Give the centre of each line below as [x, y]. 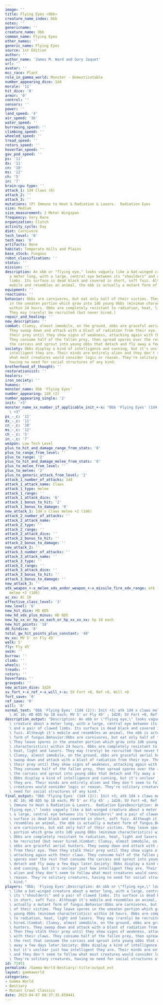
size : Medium [18, 209]
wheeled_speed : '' [24, 136]
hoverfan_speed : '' [25, 150]
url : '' [13, 64]
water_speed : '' [21, 123]
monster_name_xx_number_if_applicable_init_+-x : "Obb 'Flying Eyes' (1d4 [81, 407]
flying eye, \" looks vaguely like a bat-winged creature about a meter [83, 810]
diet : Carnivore [21, 231]
